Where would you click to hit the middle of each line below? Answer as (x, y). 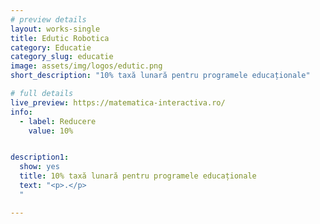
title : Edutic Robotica (60, 38)
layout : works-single (55, 29)
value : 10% (51, 131)
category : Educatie (51, 47)
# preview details (48, 19)
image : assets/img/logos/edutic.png (86, 66)
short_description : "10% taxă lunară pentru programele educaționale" (160, 76)
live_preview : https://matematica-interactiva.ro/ (118, 102)
